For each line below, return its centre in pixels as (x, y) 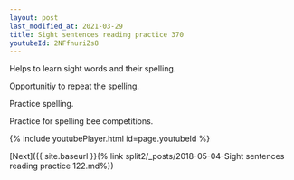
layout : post (34, 18)
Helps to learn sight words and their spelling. (93, 69)
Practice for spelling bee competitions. (81, 121)
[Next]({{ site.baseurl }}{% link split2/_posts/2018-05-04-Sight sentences (147, 156)
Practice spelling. (42, 104)
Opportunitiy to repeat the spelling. (75, 86)
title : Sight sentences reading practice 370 (96, 34)
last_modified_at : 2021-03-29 (66, 26)
